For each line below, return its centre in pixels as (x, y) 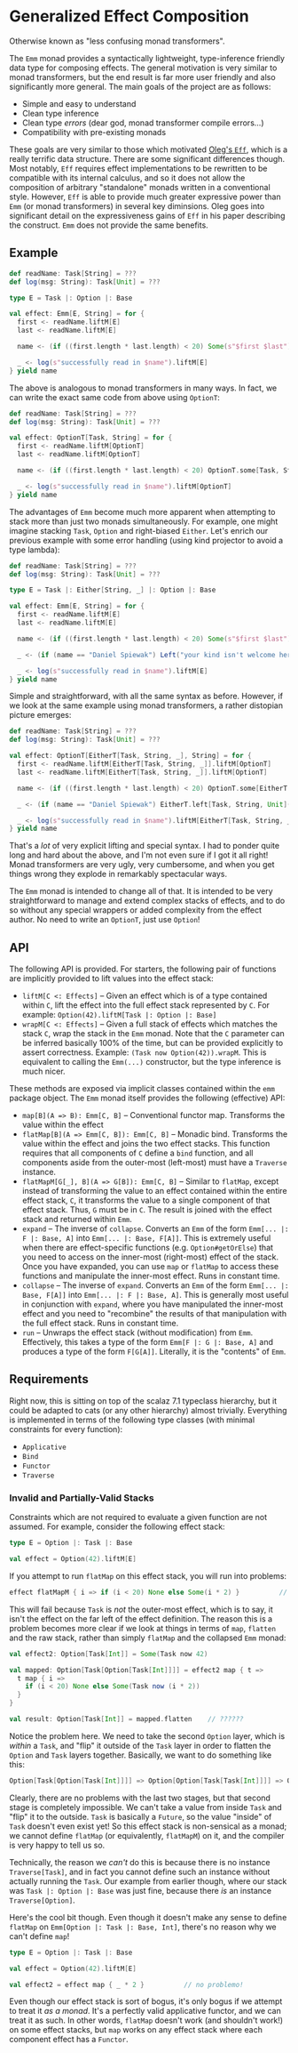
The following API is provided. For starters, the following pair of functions (143, 969)
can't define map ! (39, 1936)
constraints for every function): (66, 1429)
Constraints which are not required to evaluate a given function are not (138, 1518)
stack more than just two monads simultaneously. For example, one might (144, 521)
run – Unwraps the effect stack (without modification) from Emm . (137, 1332)
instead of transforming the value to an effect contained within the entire (154, 1191)
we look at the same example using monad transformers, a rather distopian (146, 705)
